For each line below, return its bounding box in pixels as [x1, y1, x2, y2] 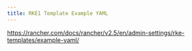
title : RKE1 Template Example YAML [7, 10, 109, 17]
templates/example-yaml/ [7, 35, 80, 44]
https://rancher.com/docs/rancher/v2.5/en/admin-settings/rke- [7, 29, 185, 37]
